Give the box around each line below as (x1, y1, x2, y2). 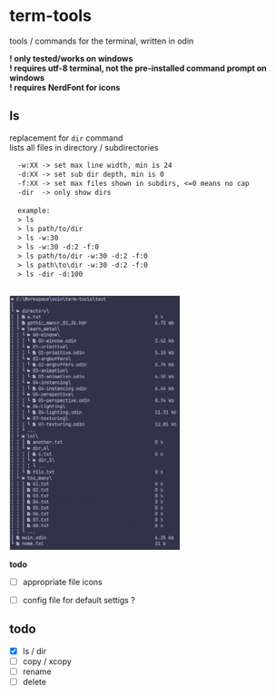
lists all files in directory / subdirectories (9, 142, 159, 152)
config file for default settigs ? (22, 594, 136, 605)
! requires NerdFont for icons (9, 82, 121, 93)
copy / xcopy (22, 655, 73, 667)
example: (17, 206, 51, 215)
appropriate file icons (22, 576, 103, 587)
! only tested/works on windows (9, 53, 133, 64)
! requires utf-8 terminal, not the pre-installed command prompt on (9, 63, 268, 73)
